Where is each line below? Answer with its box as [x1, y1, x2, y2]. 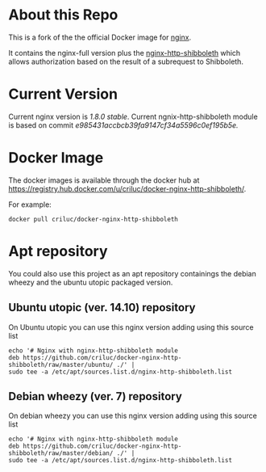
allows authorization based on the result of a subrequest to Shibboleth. [8, 57, 244, 66]
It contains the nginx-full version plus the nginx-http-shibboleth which [8, 48, 241, 57]
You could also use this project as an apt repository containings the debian [8, 268, 256, 278]
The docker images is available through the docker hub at [8, 175, 200, 185]
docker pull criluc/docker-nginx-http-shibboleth [8, 215, 179, 223]
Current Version [8, 85, 118, 103]
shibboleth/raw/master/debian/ [8, 449, 114, 457]
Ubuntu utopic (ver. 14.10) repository [8, 301, 196, 314]
